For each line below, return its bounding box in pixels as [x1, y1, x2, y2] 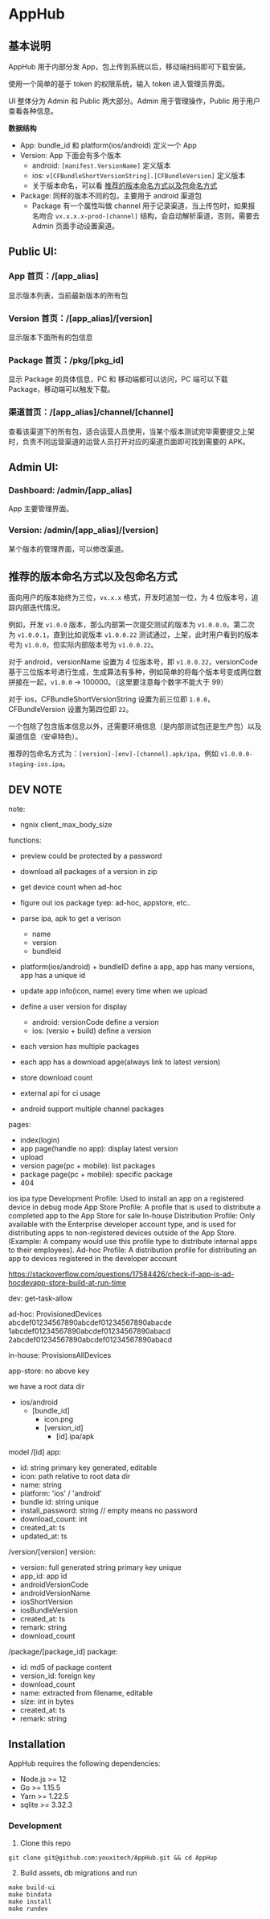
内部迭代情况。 [14, 602, 65, 613]
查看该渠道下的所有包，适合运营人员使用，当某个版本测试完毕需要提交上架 [8, 427, 255, 436]
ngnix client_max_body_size [19, 820, 112, 830]
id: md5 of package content [19, 1663, 112, 1672]
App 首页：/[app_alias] [8, 271, 99, 282]
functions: [8, 835, 42, 845]
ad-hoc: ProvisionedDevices [8, 1309, 102, 1319]
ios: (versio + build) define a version [31, 1026, 152, 1036]
